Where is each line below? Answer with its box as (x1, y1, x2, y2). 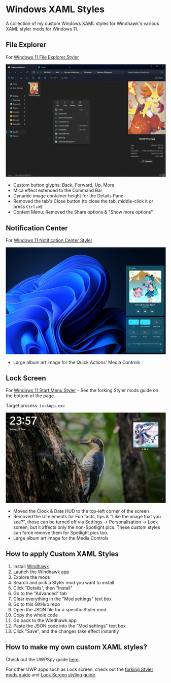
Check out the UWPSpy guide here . (6, 656, 80, 662)
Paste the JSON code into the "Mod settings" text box (13, 622, 126, 629)
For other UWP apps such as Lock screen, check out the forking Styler (6, 666, 154, 672)
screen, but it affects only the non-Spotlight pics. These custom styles (13, 524, 160, 530)
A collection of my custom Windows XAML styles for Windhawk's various (6, 20, 159, 26)
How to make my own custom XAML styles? (6, 643, 148, 651)
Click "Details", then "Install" (13, 585, 73, 591)
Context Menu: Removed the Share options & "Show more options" (13, 209, 154, 215)
